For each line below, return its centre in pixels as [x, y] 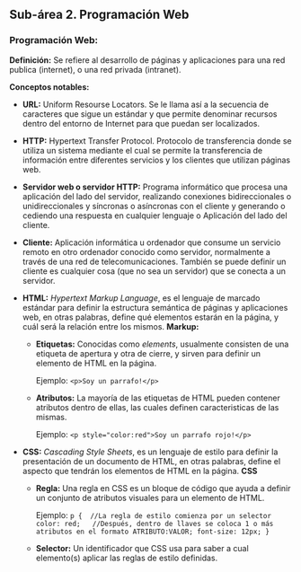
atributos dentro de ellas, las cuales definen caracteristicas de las [157, 407]
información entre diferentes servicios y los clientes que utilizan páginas [156, 160]
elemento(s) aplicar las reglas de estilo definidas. [127, 558]
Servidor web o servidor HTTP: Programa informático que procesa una [155, 187]
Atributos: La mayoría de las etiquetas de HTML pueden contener [158, 398]
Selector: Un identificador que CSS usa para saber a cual [142, 548]
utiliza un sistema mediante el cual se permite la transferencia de [142, 150]
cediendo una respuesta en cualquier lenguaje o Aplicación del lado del [155, 216]
